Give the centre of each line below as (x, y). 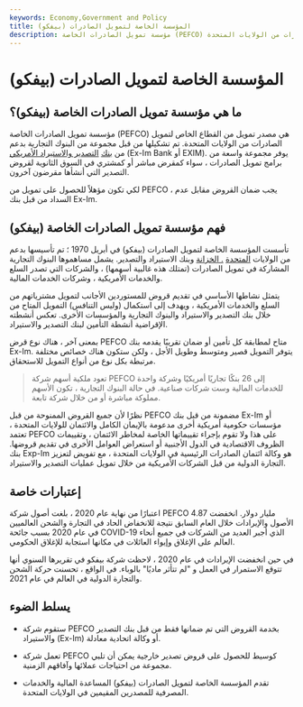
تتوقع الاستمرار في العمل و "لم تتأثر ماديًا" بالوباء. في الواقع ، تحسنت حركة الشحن (146, 569)
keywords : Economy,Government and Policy (88, 18)
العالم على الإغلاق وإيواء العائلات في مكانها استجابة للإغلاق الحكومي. (122, 542)
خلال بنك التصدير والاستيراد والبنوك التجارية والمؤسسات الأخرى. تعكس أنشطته (140, 315)
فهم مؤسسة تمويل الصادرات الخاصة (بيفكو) (118, 228)
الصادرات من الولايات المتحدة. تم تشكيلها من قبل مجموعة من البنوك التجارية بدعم (146, 143)
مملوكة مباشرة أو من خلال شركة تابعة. (96, 398)
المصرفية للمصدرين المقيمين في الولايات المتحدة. (106, 692)
